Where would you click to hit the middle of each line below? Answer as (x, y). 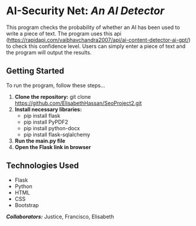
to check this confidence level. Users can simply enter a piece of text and (96, 46)
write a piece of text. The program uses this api (64, 33)
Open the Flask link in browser (53, 147)
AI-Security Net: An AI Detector (85, 11)
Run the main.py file (40, 141)
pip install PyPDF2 (46, 122)
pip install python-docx (52, 128)
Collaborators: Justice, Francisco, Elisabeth (60, 217)
